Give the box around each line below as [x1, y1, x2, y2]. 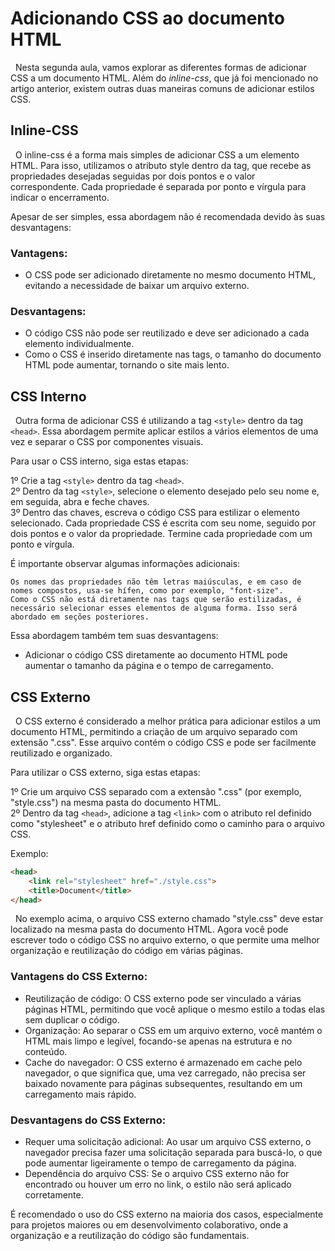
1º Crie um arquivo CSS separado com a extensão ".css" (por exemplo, [10, 785, 302, 797]
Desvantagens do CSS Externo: [10, 1113, 167, 1127]
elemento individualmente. [24, 338, 135, 350]
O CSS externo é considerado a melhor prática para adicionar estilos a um [14, 715, 322, 727]
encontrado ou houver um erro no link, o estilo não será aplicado [24, 1178, 292, 1191]
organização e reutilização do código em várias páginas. [10, 945, 244, 957]
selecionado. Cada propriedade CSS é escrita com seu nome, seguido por [10, 517, 317, 529]
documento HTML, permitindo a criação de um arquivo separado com [10, 725, 298, 737]
